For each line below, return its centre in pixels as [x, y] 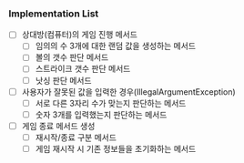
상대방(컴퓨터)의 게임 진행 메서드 [80, 35]
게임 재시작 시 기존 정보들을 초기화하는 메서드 [116, 148]
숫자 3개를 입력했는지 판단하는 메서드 [101, 114]
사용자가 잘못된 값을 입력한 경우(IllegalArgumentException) [128, 92]
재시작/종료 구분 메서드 [76, 137]
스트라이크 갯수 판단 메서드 [83, 69]
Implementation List [54, 14]
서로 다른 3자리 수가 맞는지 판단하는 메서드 [111, 103]
